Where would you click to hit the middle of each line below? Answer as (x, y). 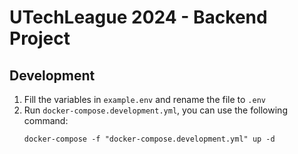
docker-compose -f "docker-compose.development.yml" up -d (149, 139)
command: (46, 120)
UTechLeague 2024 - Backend (138, 17)
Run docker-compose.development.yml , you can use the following (155, 110)
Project (40, 38)
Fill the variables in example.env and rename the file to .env (144, 99)
